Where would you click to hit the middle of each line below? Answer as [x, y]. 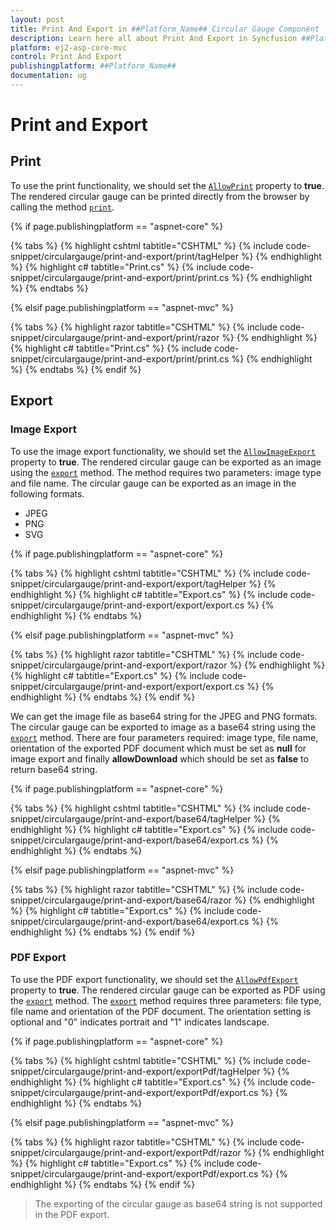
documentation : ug [48, 76]
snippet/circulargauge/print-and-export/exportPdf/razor [126, 1152]
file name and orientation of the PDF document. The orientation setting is [160, 1011]
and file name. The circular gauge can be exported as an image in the [153, 483]
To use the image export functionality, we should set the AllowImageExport [163, 451]
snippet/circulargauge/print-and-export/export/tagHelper [128, 583]
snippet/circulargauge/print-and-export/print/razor [115, 337]
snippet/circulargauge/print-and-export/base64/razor [121, 900]
